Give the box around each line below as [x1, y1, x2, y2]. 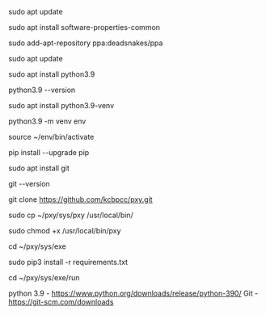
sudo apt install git [8, 163, 70, 173]
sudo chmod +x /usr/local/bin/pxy [8, 226, 121, 235]
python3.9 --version [8, 85, 76, 94]
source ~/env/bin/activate [8, 132, 95, 141]
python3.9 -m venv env [8, 116, 87, 126]
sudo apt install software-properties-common [8, 23, 160, 31]
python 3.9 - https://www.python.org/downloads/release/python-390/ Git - [8, 288, 259, 298]
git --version [8, 179, 50, 188]
